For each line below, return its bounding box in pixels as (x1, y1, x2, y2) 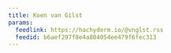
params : (8, 19, 34, 26)
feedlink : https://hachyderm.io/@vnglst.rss (15, 26, 164, 34)
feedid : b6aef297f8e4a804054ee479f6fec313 (15, 33, 157, 41)
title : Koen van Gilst (8, 11, 83, 19)
